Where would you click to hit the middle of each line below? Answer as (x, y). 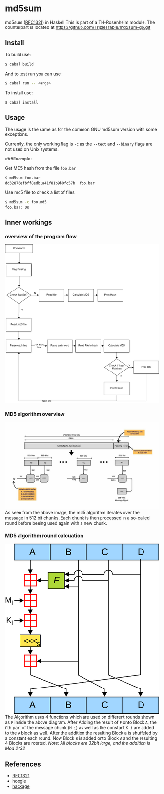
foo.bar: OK (17, 207)
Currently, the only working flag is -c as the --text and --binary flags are (79, 144)
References (23, 764)
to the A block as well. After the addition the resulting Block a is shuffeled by (81, 733)
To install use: (19, 93)
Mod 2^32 (15, 748)
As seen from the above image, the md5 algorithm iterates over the (72, 512)
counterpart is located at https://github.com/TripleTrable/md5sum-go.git (78, 27)
